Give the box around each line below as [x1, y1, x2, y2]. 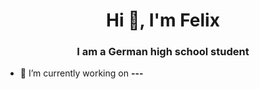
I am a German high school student [76, 45, 250, 59]
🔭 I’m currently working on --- [19, 67, 144, 79]
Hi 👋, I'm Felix [106, 9, 220, 32]
